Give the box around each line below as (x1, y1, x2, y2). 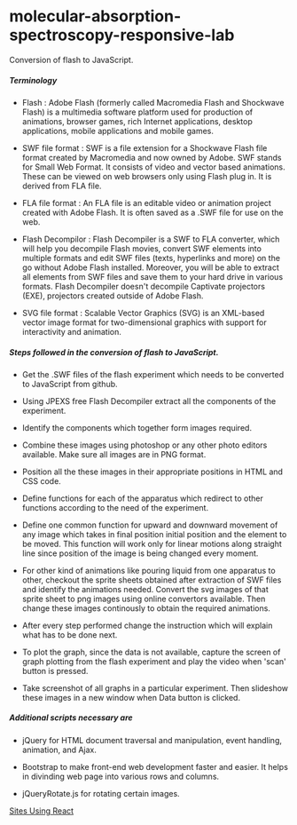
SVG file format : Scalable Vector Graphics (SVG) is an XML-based (21, 307, 265, 318)
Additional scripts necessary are (9, 712, 133, 723)
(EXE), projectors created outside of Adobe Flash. (21, 290, 204, 301)
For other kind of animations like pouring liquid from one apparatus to (21, 565, 277, 575)
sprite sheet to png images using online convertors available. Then (21, 593, 266, 604)
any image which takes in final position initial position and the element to (21, 528, 287, 539)
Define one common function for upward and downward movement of (21, 520, 278, 530)
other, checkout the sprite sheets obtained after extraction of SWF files (21, 575, 282, 585)
